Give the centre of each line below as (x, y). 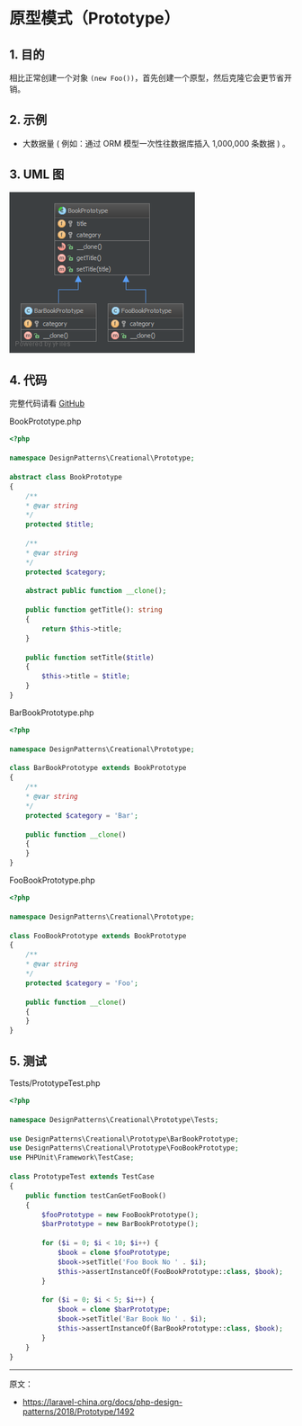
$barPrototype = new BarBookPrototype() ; (120, 1224)
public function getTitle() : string (94, 610)
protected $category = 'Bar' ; (82, 815)
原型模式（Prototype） (95, 18)
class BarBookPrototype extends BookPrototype (98, 768)
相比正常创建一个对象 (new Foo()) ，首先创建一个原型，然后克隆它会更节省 (147, 78)
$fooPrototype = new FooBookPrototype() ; (120, 1215)
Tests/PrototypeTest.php (55, 1083)
